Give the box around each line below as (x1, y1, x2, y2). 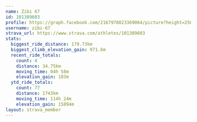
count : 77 (16, 85, 41, 91)
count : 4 (16, 57, 38, 63)
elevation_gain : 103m (16, 74, 69, 80)
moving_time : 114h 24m (16, 96, 72, 101)
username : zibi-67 (5, 25, 51, 31)
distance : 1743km (16, 90, 59, 96)
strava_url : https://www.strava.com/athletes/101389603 (5, 30, 145, 36)
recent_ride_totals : (11, 52, 61, 58)
